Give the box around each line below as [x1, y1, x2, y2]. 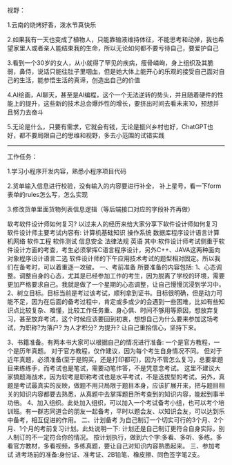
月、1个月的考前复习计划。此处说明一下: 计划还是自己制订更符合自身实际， [7, 424, 219, 433]
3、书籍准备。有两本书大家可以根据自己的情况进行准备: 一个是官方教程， [7, 338, 214, 346]
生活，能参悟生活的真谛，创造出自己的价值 [19, 76, 140, 84]
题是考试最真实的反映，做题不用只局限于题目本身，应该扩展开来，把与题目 [7, 381, 219, 389]
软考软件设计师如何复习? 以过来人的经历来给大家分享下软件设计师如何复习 [7, 220, 218, 228]
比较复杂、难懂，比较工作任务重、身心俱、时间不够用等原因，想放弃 [19, 306, 213, 314]
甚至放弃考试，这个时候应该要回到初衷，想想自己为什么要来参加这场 [19, 315, 213, 323]
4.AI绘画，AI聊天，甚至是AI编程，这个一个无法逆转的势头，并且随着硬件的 [7, 91, 217, 99]
